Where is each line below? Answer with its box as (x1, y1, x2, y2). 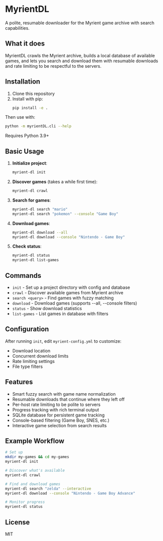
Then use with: (5, 114, 35, 120)
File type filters (12, 363, 43, 369)
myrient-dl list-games (12, 258, 59, 263)
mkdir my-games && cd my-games (5, 454, 69, 459)
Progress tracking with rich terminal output (12, 406, 99, 412)
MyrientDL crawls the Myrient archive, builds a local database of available (5, 52, 155, 58)
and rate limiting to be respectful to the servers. (5, 63, 102, 69)
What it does (5, 40, 45, 48)
